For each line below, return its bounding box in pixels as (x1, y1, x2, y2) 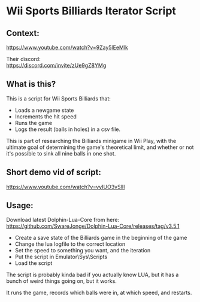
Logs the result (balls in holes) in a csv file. (14, 126, 121, 133)
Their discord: (6, 56, 41, 62)
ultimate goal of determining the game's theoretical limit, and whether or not (6, 144, 194, 151)
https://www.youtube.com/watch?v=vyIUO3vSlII (6, 183, 125, 190)
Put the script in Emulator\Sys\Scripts (14, 253, 108, 261)
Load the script (14, 260, 53, 267)
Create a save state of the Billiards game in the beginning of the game (14, 234, 187, 242)
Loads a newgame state (14, 106, 74, 114)
